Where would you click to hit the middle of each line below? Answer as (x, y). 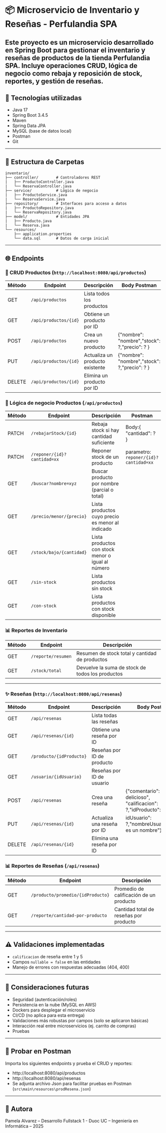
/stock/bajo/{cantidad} (59, 553)
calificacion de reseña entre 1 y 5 (47, 956)
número (100, 568)
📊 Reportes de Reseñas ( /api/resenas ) (52, 866)
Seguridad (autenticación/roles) (45, 999)
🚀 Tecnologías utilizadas (43, 98)
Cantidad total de (134, 910)
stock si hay (105, 430)
